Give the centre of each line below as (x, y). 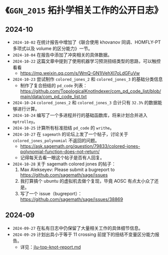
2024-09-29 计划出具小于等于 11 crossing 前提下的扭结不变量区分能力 (84, 234)
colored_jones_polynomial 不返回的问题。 (56, 140)
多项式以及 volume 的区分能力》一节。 (52, 48)
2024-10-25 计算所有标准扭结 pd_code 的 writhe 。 (64, 128)
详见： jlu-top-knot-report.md (50, 247)
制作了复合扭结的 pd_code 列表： (54, 86)
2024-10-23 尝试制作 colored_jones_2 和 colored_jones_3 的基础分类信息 (88, 79)
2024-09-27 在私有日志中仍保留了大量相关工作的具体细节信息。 (78, 228)
